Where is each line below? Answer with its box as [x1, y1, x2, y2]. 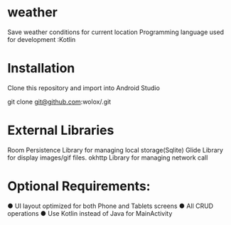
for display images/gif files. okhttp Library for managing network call [7, 153, 208, 162]
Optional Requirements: [7, 178, 151, 194]
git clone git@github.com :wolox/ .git [7, 97, 112, 106]
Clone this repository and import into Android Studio [7, 83, 160, 92]
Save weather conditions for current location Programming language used [7, 28, 225, 36]
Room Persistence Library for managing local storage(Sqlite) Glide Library [7, 146, 224, 154]
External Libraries [7, 122, 114, 138]
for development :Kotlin [7, 35, 76, 43]
